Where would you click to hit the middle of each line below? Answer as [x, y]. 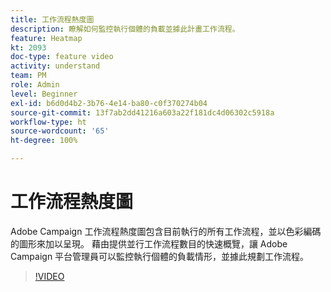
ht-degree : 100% [44, 141]
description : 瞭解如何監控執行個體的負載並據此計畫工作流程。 [125, 29]
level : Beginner [44, 94]
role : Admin [35, 85]
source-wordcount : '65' [60, 131]
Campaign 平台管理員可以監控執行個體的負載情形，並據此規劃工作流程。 [160, 256]
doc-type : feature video [62, 57]
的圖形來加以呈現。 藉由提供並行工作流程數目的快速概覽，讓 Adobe [149, 243]
